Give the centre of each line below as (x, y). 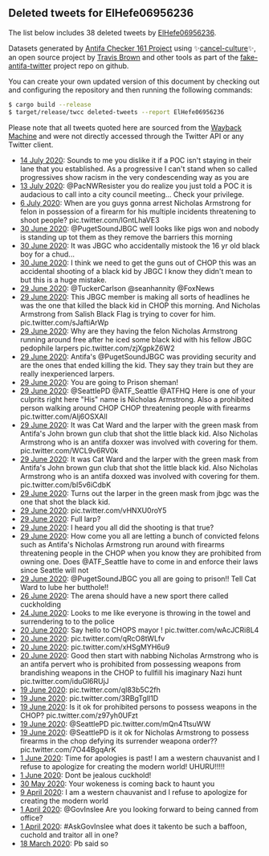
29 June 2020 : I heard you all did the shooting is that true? (117, 527)
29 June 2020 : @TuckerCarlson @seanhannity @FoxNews (117, 288)
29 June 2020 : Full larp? (60, 518)
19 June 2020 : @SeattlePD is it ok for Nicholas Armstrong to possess (134, 732)
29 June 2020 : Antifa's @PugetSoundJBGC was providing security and (138, 356)
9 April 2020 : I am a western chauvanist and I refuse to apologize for (133, 792)
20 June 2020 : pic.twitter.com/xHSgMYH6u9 (95, 647)
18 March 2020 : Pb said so (64, 843)
